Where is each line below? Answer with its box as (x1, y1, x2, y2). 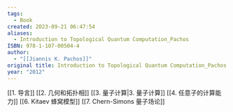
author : (7, 49, 30, 56)
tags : (7, 10, 23, 17)
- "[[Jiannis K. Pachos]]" (13, 56, 92, 63)
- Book (13, 17, 33, 24)
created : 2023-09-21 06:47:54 (7, 23, 96, 30)
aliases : (7, 29, 33, 37)
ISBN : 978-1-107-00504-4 (7, 42, 80, 49)
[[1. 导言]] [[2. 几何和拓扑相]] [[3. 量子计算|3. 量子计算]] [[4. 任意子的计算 (7, 88, 216, 97)
